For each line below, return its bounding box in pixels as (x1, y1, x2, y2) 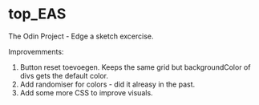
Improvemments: (8, 46, 64, 56)
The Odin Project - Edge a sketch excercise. (8, 31, 154, 41)
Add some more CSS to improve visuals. (19, 87, 154, 97)
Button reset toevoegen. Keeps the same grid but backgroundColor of (19, 62, 251, 72)
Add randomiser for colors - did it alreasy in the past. (19, 79, 196, 89)
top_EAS (8, 5, 67, 23)
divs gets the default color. (19, 71, 108, 80)
